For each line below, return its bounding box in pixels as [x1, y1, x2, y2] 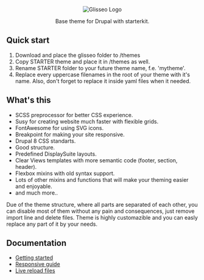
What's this [6, 95, 51, 106]
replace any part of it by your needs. [6, 220, 98, 228]
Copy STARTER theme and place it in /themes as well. [15, 58, 150, 65]
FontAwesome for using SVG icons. [15, 124, 104, 131]
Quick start [6, 35, 50, 46]
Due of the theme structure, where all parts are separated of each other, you [6, 201, 198, 208]
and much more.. [15, 189, 58, 196]
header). [15, 163, 37, 170]
